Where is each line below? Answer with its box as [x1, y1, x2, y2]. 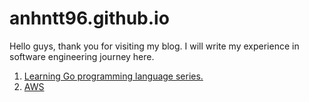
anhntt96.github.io [9, 7, 170, 30]
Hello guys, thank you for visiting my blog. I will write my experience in [9, 40, 300, 52]
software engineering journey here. [9, 50, 155, 62]
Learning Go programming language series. [23, 70, 204, 82]
